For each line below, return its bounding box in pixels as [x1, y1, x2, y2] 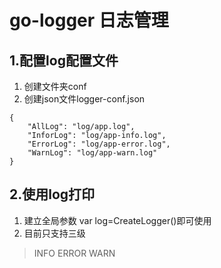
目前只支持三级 [23, 227, 86, 239]
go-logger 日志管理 [9, 9, 169, 32]
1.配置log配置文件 [9, 52, 119, 69]
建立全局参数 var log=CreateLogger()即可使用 [23, 214, 212, 226]
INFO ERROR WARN [33, 247, 116, 259]
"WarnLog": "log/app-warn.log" [27, 148, 158, 158]
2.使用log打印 [9, 186, 96, 203]
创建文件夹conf [23, 81, 87, 92]
